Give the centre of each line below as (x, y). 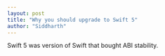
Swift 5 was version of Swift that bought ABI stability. (83, 46)
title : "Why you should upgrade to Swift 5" (72, 20)
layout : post (26, 13)
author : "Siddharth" (37, 26)
